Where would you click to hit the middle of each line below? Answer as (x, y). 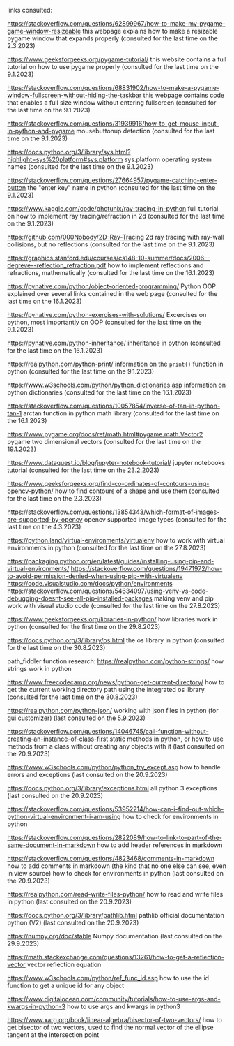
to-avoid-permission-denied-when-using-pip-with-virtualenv (95, 576)
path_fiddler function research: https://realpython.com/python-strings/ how (116, 661)
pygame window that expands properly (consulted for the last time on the (112, 38)
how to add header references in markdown (160, 845)
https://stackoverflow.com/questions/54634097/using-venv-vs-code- (108, 591)
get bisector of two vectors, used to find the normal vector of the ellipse (110, 1027)
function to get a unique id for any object (66, 985)
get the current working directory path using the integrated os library (106, 690)
